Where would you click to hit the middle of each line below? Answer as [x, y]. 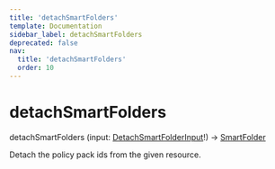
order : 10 [35, 68]
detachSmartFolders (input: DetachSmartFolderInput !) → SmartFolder [138, 137]
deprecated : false [44, 43]
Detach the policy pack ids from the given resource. [105, 155]
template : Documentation [56, 26]
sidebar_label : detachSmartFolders [76, 34]
